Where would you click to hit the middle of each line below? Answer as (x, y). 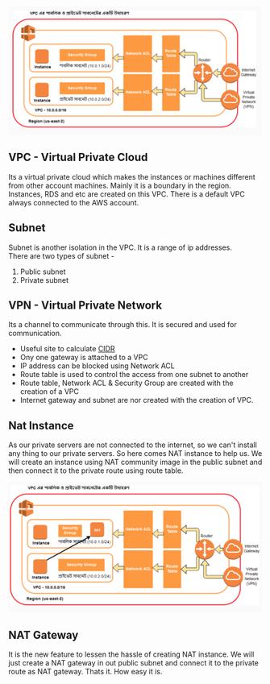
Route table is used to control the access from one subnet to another (134, 375)
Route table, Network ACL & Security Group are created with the (127, 383)
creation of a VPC (49, 392)
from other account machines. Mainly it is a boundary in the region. (120, 185)
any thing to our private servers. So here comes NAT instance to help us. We (135, 454)
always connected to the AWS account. (74, 202)
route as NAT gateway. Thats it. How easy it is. (85, 672)
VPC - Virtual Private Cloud (78, 158)
